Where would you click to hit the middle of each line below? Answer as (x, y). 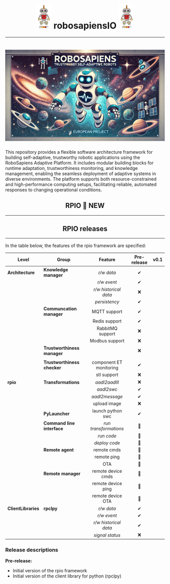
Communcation (60, 309)
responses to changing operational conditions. (54, 190)
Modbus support (107, 341)
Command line (59, 423)
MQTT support (107, 312)
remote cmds (107, 450)
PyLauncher (57, 414)
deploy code (107, 442)
